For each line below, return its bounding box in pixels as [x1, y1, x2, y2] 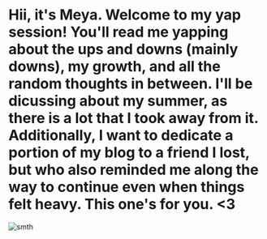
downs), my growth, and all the [8, 58, 221, 76]
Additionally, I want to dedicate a [8, 126, 234, 145]
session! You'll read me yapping [8, 23, 229, 41]
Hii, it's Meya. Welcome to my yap [8, 6, 242, 24]
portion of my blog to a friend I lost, [8, 143, 250, 162]
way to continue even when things [8, 178, 245, 196]
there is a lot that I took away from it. [8, 109, 259, 127]
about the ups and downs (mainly [8, 41, 239, 58]
